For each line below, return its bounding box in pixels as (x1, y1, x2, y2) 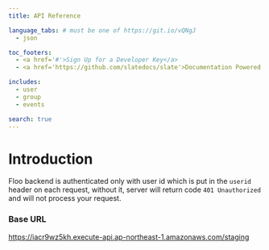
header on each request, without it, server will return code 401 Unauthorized (8, 185, 262, 194)
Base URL (8, 214, 47, 225)
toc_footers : (8, 48, 52, 56)
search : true (8, 115, 52, 123)
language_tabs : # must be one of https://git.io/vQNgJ (8, 26, 197, 35)
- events (15, 100, 45, 109)
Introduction (8, 150, 93, 168)
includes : (8, 78, 42, 86)
